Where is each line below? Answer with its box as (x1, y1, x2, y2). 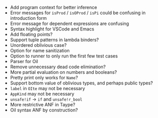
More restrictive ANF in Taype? (10, 102, 75, 107)
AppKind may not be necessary (10, 91, 75, 97)
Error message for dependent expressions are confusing (10, 20, 129, 26)
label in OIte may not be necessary (10, 85, 85, 91)
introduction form (10, 15, 47, 21)
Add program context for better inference (10, 5, 97, 10)
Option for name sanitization (10, 48, 70, 53)
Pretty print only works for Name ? (10, 75, 78, 80)
